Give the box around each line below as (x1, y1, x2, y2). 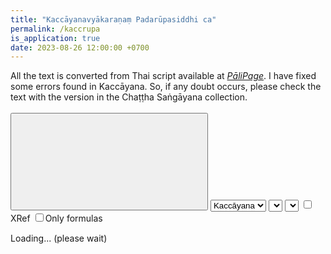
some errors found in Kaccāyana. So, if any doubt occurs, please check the (10, 81, 322, 93)
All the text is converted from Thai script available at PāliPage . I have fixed (10, 70, 317, 82)
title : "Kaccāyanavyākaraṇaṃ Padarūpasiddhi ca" (10, 14, 217, 25)
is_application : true (10, 33, 101, 43)
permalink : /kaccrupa (10, 24, 101, 34)
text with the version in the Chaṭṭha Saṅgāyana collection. (10, 91, 248, 103)
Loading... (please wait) (10, 232, 108, 245)
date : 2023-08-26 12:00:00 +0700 (10, 42, 150, 53)
